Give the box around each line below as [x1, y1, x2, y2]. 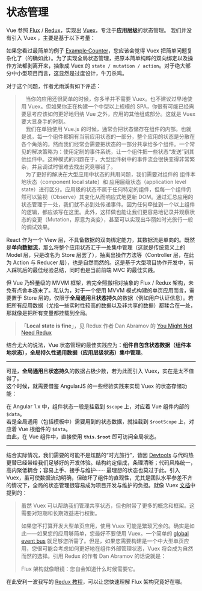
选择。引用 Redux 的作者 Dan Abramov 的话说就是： [37, 552, 167, 560]
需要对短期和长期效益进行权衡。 [20, 509, 100, 516]
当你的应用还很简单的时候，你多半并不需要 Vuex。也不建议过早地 [25, 95, 188, 103]
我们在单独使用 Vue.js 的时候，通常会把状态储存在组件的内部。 [25, 125, 182, 133]
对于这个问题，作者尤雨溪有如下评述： [6, 82, 101, 89]
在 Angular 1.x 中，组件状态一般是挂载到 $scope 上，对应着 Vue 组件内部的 [6, 402, 190, 410]
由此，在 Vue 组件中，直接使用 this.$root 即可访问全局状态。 [6, 432, 160, 440]
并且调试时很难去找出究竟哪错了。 [31, 163, 116, 170]
